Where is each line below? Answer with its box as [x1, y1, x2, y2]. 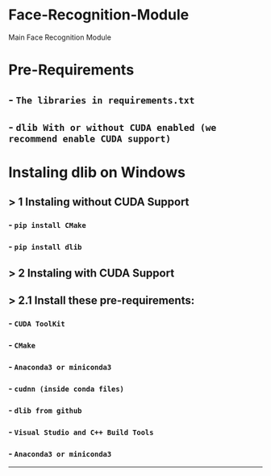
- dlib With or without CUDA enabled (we [8, 120, 217, 134]
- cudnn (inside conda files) [8, 382, 125, 394]
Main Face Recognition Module [8, 32, 111, 42]
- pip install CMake [8, 220, 86, 231]
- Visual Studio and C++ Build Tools [8, 426, 154, 437]
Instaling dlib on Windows [8, 163, 186, 182]
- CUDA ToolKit [8, 318, 65, 329]
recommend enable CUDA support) [8, 133, 172, 145]
